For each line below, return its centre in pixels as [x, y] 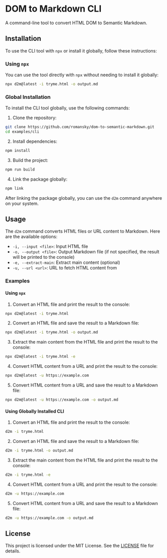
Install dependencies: [35, 141]
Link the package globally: [40, 179]
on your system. [22, 203]
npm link [14, 188]
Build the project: [30, 160]
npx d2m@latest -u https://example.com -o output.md [62, 400]
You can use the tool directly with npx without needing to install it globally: [82, 75]
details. [13, 551]
